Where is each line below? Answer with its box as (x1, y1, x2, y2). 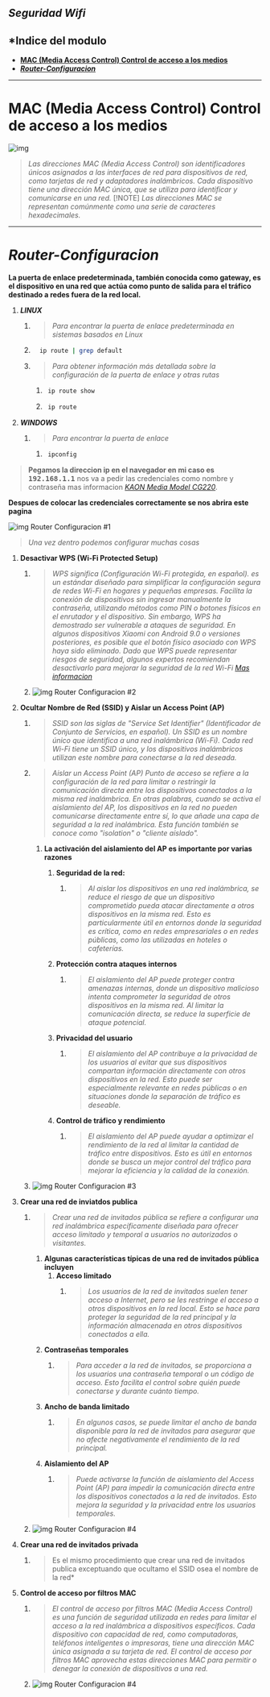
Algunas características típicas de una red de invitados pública (43, 1253, 260, 1263)
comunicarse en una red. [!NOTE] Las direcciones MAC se (27, 193, 223, 203)
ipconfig (47, 450, 77, 458)
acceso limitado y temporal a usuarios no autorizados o (51, 1229, 239, 1239)
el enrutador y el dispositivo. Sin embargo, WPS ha (51, 612, 221, 621)
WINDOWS (19, 417, 58, 427)
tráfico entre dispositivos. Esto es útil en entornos (88, 1148, 253, 1158)
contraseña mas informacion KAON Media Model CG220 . (27, 482, 219, 492)
